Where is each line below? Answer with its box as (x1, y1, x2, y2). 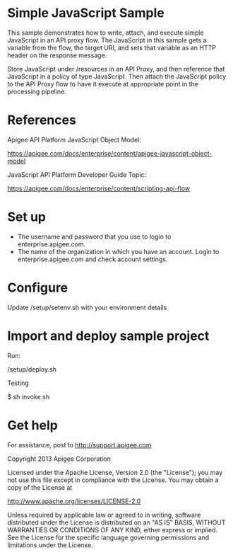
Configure (7, 280, 68, 295)
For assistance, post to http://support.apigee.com (7, 440, 152, 449)
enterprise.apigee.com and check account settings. (17, 255, 168, 263)
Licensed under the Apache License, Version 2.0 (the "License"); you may (7, 468, 223, 476)
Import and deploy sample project (7, 328, 210, 344)
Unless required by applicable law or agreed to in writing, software (7, 510, 201, 519)
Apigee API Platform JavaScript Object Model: (7, 135, 141, 144)
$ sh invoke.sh (7, 392, 50, 401)
